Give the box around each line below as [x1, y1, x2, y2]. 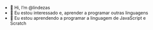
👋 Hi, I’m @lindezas [10, 5, 50, 10]
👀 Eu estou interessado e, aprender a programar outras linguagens [10, 10, 148, 16]
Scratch [10, 20, 27, 26]
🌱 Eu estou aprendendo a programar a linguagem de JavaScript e [10, 15, 146, 21]
